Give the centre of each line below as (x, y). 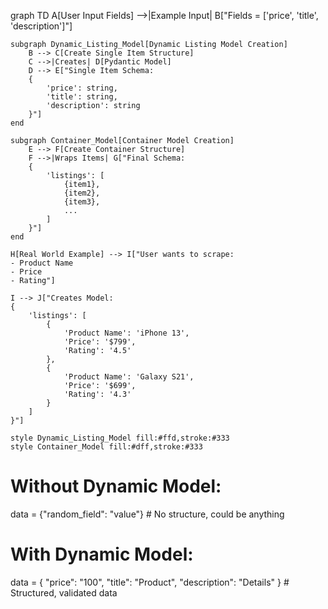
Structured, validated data (64, 592)
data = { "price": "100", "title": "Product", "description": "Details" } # (150, 582)
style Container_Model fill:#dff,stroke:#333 (106, 447)
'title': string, (82, 97)
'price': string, (82, 88)
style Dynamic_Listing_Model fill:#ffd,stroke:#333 (120, 438)
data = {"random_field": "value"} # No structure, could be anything (147, 514)
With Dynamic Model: (102, 554)
